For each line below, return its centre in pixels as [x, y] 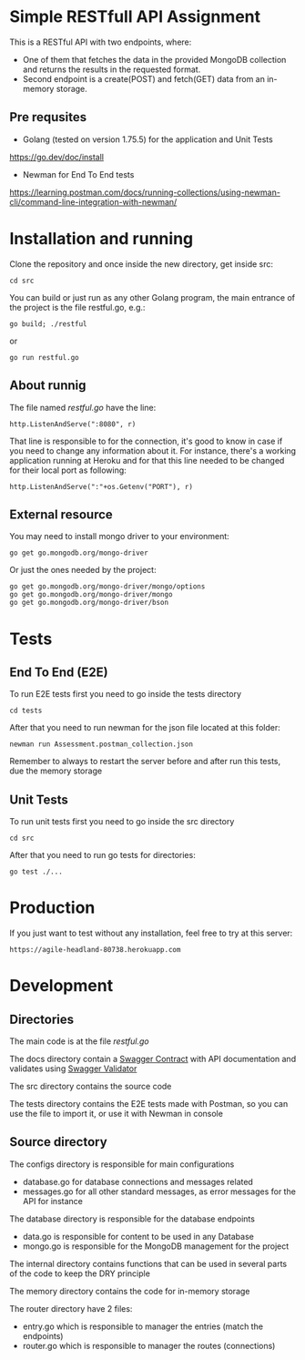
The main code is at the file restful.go [79, 1041]
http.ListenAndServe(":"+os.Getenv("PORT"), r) [102, 486]
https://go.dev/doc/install [57, 157]
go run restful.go [44, 357]
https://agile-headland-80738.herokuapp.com [95, 950]
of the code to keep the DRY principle [80, 1273]
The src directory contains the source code [91, 1087]
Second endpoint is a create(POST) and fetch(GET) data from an [144, 78]
